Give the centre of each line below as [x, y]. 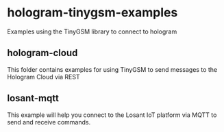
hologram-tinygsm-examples [92, 13]
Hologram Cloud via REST [43, 77]
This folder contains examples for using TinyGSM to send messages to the [112, 69]
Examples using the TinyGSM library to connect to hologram [92, 31]
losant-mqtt [33, 98]
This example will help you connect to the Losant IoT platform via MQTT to [112, 115]
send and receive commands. [49, 122]
